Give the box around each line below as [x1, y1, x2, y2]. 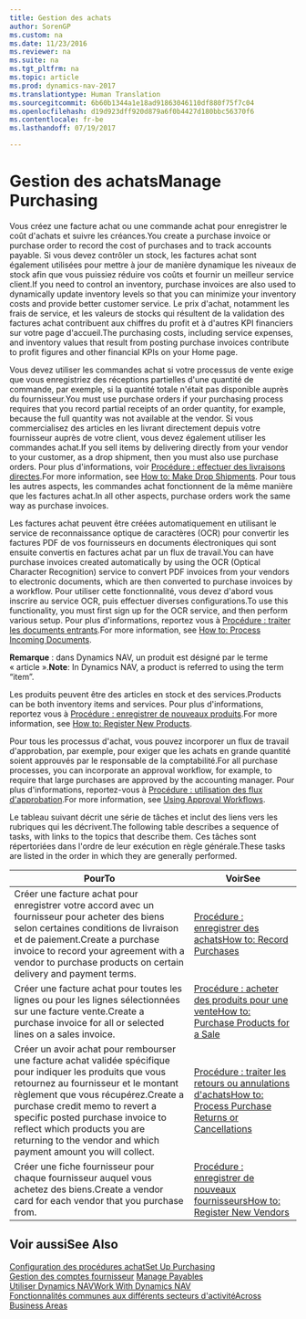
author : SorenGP [9, 22, 71, 31]
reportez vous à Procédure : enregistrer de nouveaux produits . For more [9, 708, 278, 719]
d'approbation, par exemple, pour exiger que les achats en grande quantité [9, 745, 291, 756]
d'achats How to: [193, 1088, 264, 1101]
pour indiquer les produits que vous [14, 1065, 167, 1078]
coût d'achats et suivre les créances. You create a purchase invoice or [9, 230, 271, 241]
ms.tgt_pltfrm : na [9, 65, 79, 74]
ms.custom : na [9, 30, 64, 39]
